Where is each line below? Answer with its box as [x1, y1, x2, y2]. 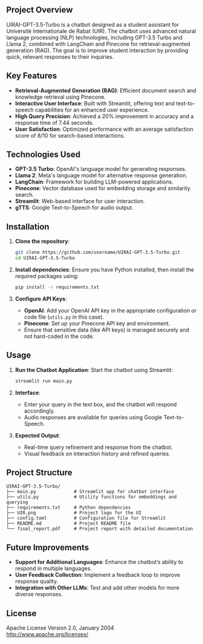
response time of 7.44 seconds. [14, 119, 94, 126]
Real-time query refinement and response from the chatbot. [24, 443, 173, 451]
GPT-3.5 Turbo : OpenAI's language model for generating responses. [14, 165, 187, 173]
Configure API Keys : [14, 295, 68, 302]
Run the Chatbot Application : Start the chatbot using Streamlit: [14, 366, 173, 373]
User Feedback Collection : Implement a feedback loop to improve [14, 571, 181, 579]
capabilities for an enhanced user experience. [35, 106, 149, 113]
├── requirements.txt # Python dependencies [6, 505, 131, 511]
